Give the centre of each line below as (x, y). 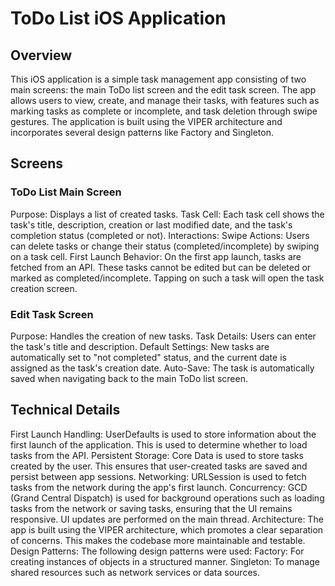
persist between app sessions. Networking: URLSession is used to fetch (158, 476)
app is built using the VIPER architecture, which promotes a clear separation (167, 529)
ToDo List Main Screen (66, 192)
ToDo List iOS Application (118, 18)
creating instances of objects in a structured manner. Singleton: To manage (165, 561)
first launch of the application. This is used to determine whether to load (159, 444)
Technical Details (65, 410)
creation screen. (44, 288)
